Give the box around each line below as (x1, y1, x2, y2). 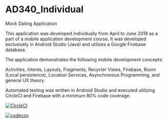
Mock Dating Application (5, 20, 57, 27)
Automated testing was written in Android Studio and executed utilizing (5, 87, 155, 93)
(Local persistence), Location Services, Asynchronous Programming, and (5, 71, 160, 78)
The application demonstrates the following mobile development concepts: (5, 56, 163, 62)
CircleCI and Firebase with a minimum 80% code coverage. (5, 92, 131, 99)
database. (5, 46, 27, 53)
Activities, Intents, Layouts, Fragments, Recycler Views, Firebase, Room (5, 66, 156, 72)
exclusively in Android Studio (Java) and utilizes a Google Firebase (5, 41, 146, 47)
